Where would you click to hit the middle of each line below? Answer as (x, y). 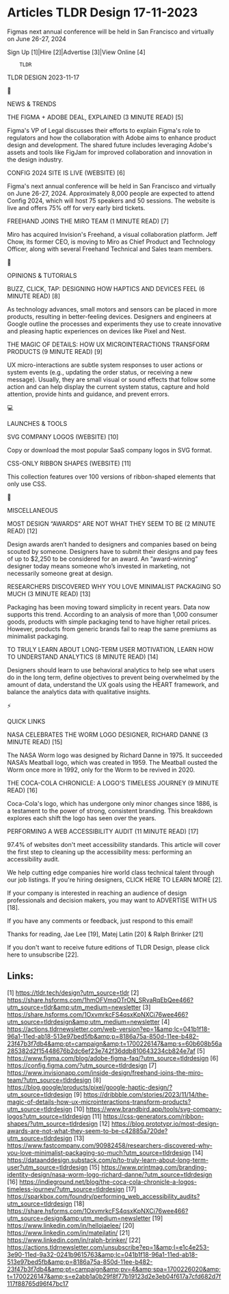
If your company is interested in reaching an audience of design (97, 893)
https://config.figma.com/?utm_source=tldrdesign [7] (82, 1065)
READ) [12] (22, 531)
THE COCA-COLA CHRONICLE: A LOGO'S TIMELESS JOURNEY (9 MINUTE (113, 783)
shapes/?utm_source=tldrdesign (52, 1124)
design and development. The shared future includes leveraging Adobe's (110, 144)
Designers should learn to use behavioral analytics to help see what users (111, 670)
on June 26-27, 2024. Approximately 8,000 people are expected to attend (111, 193)
